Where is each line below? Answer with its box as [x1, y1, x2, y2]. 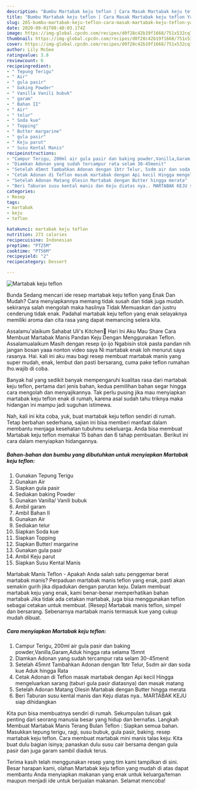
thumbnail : [6, 36, 33, 42]
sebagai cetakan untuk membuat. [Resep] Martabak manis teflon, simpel [6, 601, 182, 608]
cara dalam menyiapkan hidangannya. [6, 438, 98, 444]
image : [6, 30, 23, 36]
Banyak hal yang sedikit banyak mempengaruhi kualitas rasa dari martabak [6, 376, 187, 383]
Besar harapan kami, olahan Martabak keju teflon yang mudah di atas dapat [6, 764, 189, 771]
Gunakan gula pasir [15, 546, 63, 554]
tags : [6, 199, 20, 205]
